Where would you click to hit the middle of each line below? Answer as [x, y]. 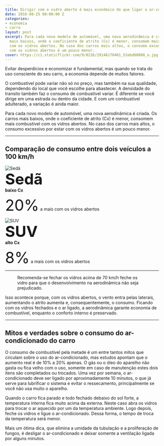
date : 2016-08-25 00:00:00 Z [35, 14]
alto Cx [12, 243]
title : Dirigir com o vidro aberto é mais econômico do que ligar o [76, 10]
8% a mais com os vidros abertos [48, 258]
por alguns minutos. [25, 438]
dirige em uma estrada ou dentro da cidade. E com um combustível [72, 99]
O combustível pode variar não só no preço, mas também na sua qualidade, [81, 83]
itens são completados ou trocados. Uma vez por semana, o [65, 373]
